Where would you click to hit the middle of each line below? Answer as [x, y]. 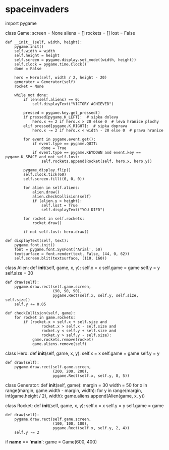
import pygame [21, 23]
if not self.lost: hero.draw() [56, 232]
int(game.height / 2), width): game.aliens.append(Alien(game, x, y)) [75, 396]
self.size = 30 [19, 273]
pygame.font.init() [35, 245]
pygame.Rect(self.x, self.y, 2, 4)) [91, 428]
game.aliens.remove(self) [59, 344]
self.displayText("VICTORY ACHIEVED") [73, 104]
